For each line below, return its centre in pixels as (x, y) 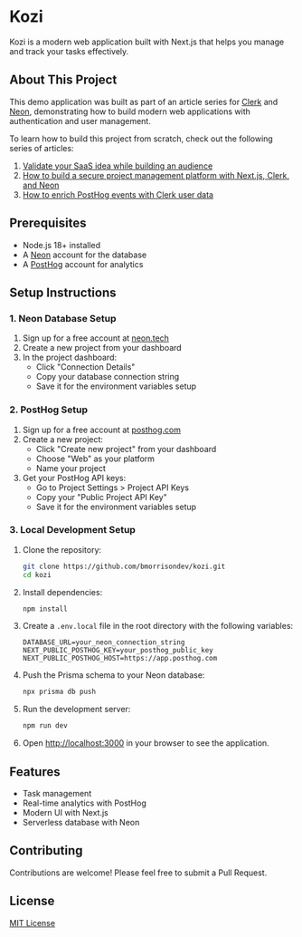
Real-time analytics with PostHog (85, 803)
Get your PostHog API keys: (74, 478)
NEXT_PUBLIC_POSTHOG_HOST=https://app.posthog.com (120, 659)
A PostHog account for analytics (83, 264)
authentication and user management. (80, 121)
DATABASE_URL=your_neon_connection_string (104, 642)
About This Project (63, 80)
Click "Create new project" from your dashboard (126, 449)
